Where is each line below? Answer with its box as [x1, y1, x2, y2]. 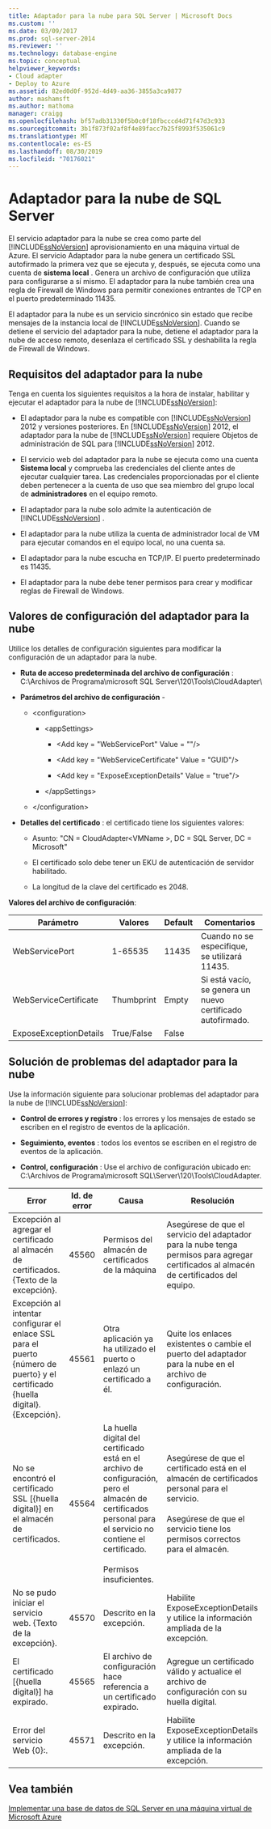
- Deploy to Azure [8, 79, 70, 87]
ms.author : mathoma [8, 102, 74, 110]
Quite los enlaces [166, 1328, 232, 1339]
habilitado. [31, 866, 67, 876]
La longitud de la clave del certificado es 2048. [31, 881, 189, 891]
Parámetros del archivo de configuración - [19, 692, 165, 702]
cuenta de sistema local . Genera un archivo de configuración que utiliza [8, 268, 252, 278]
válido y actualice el [166, 1666, 242, 1677]
